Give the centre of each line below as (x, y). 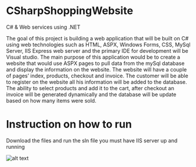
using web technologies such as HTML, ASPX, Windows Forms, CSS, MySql (98, 45)
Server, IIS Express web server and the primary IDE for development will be (97, 50)
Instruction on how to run (69, 125)
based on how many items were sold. (51, 100)
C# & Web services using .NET (43, 27)
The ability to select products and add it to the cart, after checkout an (90, 88)
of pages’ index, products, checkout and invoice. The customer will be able (97, 76)
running (16, 146)
